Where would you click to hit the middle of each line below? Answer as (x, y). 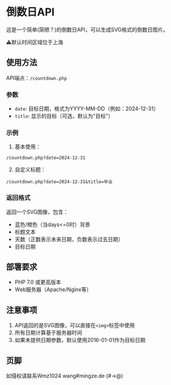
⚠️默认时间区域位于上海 (35, 42)
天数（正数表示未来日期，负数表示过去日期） (69, 239)
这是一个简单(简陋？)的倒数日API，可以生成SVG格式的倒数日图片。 (87, 30)
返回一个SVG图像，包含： (37, 212)
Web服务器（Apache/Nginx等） (53, 289)
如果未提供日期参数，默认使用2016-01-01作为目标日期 (80, 340)
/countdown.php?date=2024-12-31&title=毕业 (60, 182)
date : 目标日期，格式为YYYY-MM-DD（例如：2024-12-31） (87, 109)
